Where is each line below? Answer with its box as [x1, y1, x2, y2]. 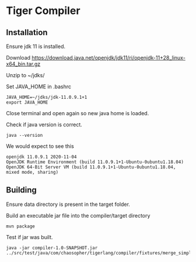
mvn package [6, 223, 35, 229]
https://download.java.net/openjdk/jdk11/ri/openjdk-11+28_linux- [32, 54, 185, 61]
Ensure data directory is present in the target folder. [6, 201, 130, 208]
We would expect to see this [6, 143, 74, 150]
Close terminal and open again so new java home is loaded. [6, 110, 149, 116]
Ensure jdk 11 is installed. [6, 43, 66, 50]
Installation [6, 27, 48, 37]
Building [6, 185, 37, 195]
